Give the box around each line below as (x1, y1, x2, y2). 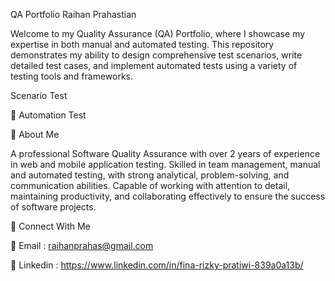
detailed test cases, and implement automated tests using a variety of (10, 60, 298, 71)
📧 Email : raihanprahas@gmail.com (10, 240, 154, 251)
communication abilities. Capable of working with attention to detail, (10, 180, 291, 191)
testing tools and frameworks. (10, 70, 134, 82)
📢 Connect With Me (10, 220, 91, 232)
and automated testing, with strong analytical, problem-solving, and (10, 169, 290, 181)
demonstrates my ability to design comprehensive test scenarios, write (10, 49, 303, 61)
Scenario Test (10, 90, 68, 101)
